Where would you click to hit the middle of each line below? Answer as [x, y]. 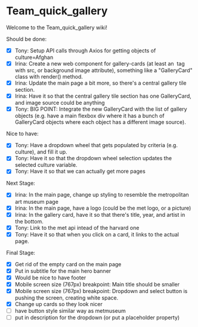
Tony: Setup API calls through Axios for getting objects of [85, 50]
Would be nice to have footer [50, 278]
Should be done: [26, 39]
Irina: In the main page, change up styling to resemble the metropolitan [102, 195]
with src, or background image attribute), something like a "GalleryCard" [103, 70]
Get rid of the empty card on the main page [68, 264]
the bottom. [29, 221]
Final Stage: [21, 253]
